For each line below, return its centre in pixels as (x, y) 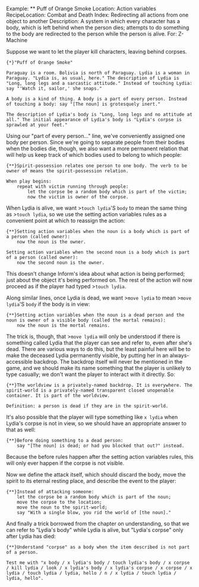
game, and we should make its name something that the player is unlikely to (99, 368)
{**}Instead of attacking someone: (50, 492)
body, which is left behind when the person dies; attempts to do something (98, 27)
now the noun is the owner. (51, 242)
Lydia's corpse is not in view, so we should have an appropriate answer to (97, 423)
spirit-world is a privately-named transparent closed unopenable (90, 390)
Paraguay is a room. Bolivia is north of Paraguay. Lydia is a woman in (98, 73)
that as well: (21, 430)
